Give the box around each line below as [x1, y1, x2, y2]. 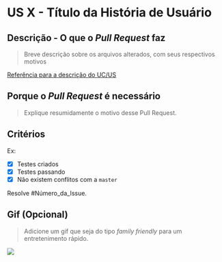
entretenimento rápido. [23, 234, 89, 242]
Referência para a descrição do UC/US [7, 70, 117, 79]
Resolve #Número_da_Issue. [7, 189, 87, 197]
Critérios [7, 129, 46, 140]
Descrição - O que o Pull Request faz [7, 32, 166, 44]
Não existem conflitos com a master [16, 175, 117, 183]
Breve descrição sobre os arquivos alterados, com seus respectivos [23, 50, 215, 58]
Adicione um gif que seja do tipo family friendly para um [23, 227, 182, 235]
